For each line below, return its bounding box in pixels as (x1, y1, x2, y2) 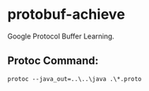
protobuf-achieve (7, 5, 125, 24)
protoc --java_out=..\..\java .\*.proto (7, 75, 143, 83)
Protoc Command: (7, 54, 99, 67)
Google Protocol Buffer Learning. (7, 31, 115, 41)
